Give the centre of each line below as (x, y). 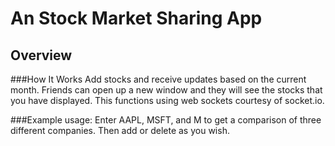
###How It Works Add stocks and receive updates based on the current (158, 79)
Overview (41, 55)
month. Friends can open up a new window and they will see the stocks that (166, 90)
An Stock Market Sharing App (136, 18)
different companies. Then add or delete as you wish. (120, 130)
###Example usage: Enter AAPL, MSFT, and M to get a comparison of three (166, 120)
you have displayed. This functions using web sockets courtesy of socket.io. (167, 100)
